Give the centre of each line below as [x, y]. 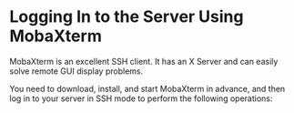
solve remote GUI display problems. [76, 71]
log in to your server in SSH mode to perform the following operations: [141, 98]
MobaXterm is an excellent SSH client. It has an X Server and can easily [144, 61]
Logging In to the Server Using [127, 17]
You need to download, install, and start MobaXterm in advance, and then [147, 88]
